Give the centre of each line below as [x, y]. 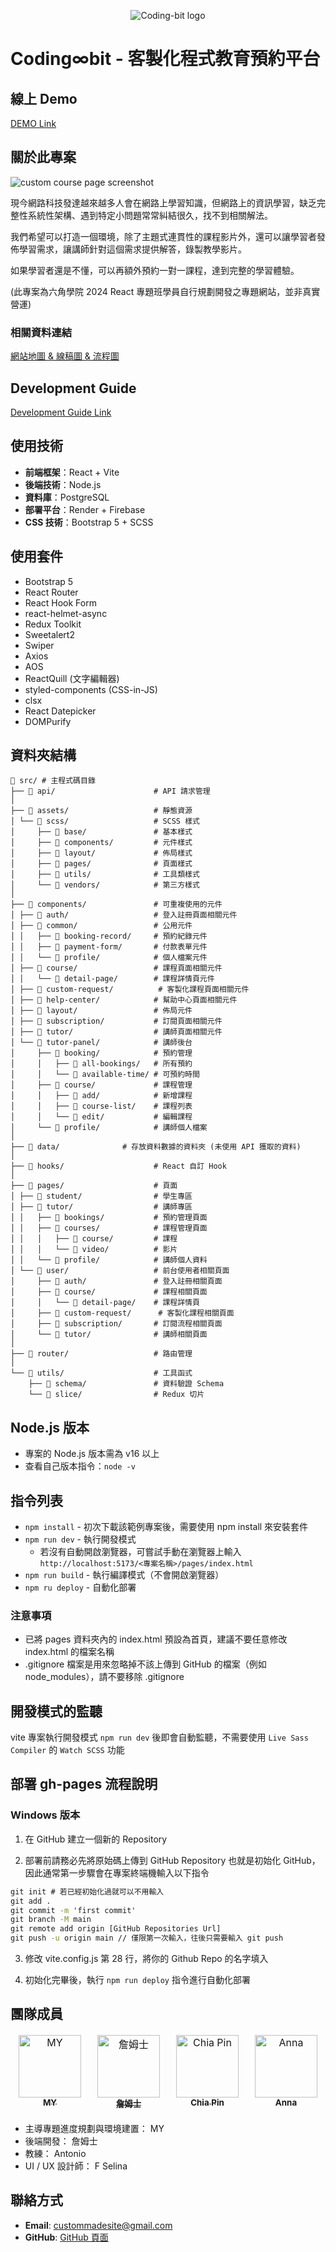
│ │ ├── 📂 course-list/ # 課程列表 [101, 1106]
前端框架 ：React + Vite [72, 472]
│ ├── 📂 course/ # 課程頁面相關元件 [116, 968]
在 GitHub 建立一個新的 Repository [96, 1839]
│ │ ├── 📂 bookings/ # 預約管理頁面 [109, 1218]
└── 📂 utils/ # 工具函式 [101, 1373]
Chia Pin [207, 2102]
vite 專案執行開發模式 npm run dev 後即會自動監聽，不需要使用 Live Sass [159, 1737]
